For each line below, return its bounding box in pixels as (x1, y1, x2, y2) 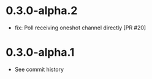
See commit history (14, 66, 64, 73)
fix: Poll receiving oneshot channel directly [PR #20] (14, 24, 146, 31)
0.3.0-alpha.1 (6, 45, 75, 59)
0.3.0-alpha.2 (6, 4, 78, 18)
